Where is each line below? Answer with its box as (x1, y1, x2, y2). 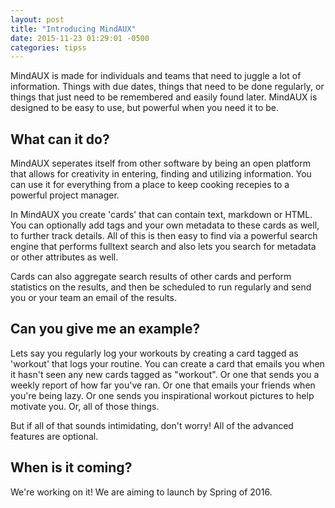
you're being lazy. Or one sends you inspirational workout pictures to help (10, 389, 315, 401)
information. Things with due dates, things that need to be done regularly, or (10, 81, 325, 93)
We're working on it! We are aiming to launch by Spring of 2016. (10, 486, 273, 498)
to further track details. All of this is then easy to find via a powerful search (10, 230, 318, 242)
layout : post (10, 14, 65, 25)
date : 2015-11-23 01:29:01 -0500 (10, 33, 150, 43)
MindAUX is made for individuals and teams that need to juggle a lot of (10, 70, 302, 82)
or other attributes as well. (10, 251, 119, 263)
